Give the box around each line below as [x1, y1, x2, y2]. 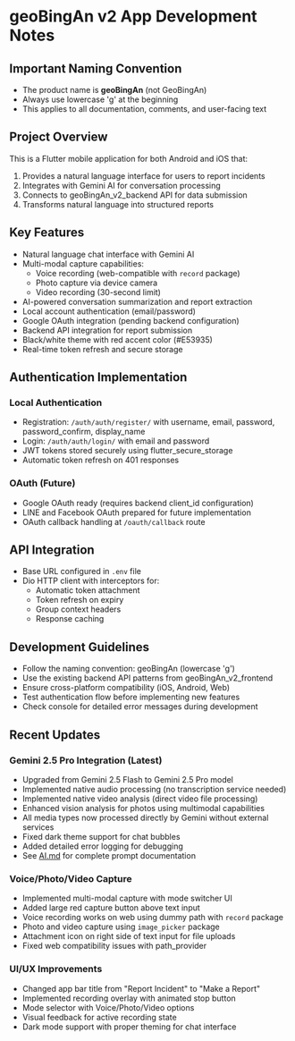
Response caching [35, 614, 105, 624]
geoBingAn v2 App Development [9, 6, 257, 27]
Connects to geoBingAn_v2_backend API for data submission [21, 190, 248, 200]
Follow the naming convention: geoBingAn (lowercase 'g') [21, 664, 235, 674]
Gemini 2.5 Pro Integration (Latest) [9, 754, 163, 766]
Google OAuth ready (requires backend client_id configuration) [21, 497, 255, 508]
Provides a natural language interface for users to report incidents [21, 170, 265, 181]
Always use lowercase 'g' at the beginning [21, 94, 179, 105]
